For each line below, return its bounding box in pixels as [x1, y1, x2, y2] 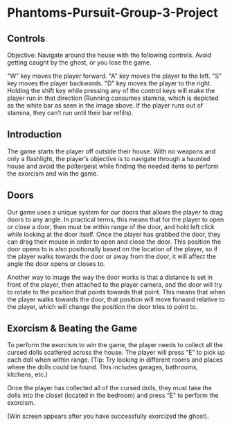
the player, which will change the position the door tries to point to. [7, 302, 198, 310]
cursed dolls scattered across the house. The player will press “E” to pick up [7, 349, 225, 357]
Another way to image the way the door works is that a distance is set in [7, 273, 213, 281]
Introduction [7, 128, 62, 140]
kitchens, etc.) [7, 370, 48, 379]
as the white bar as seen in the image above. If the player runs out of [7, 101, 204, 109]
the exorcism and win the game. [7, 169, 99, 178]
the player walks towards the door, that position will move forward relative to [7, 295, 225, 303]
